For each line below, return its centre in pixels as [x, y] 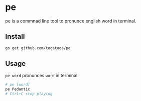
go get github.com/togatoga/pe [38, 48]
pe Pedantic [18, 89]
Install [15, 37]
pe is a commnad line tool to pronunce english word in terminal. [71, 21]
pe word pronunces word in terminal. [42, 76]
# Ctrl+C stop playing [29, 94]
